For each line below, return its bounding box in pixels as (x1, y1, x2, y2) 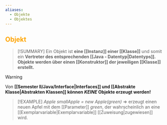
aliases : (5, 7, 23, 12)
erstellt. (17, 64, 34, 70)
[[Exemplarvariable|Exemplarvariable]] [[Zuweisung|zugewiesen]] (17, 109, 153, 115)
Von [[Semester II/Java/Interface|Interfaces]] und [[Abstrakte (5, 83, 136, 90)
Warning (5, 74, 22, 80)
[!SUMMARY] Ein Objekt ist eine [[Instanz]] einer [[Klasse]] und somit (17, 48, 162, 54)
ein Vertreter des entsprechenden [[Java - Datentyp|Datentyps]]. (17, 53, 156, 60)
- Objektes (9, 16, 32, 21)
